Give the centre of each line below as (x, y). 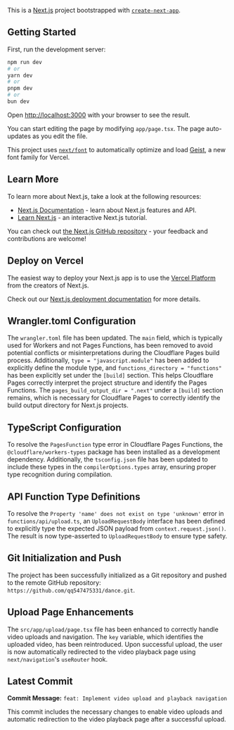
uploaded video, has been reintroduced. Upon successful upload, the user (115, 644)
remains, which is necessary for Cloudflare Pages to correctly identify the (114, 398)
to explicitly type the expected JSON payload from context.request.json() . (117, 528)
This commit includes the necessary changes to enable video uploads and (115, 712)
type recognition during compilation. (60, 474)
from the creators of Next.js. (48, 285)
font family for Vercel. (39, 157)
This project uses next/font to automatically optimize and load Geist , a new (117, 149)
